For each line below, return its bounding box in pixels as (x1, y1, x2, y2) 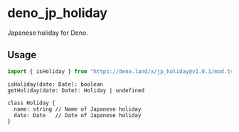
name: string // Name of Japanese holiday (14, 105, 142, 113)
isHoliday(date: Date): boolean (7, 80, 103, 88)
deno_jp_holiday (7, 5, 108, 21)
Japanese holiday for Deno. (7, 28, 89, 37)
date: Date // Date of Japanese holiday (14, 111, 142, 119)
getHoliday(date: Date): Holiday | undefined (7, 87, 144, 94)
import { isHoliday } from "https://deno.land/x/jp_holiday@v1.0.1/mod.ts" (7, 67, 237, 75)
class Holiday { (7, 99, 55, 106)
